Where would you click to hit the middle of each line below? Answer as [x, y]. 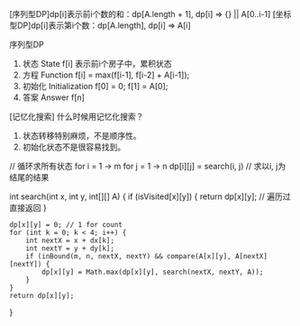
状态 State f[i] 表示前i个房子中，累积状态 [97, 63]
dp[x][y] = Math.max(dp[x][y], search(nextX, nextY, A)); [153, 272]
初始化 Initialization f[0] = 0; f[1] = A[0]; [95, 86]
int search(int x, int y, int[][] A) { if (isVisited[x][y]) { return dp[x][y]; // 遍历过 [150, 196]
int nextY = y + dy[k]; [70, 249]
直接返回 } [28, 208]
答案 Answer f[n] [54, 97]
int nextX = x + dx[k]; [70, 240]
